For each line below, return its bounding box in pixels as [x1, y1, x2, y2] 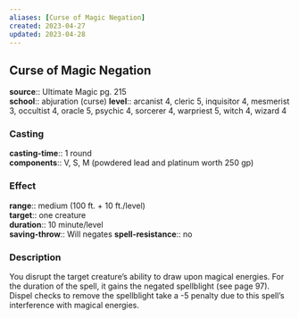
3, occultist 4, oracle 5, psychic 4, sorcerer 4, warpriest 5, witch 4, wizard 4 [9, 105, 287, 116]
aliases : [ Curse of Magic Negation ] [9, 13, 145, 22]
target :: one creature [9, 209, 87, 220]
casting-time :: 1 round [9, 148, 92, 159]
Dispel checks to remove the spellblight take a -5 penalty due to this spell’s [9, 290, 285, 301]
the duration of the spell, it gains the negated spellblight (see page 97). [9, 281, 270, 291]
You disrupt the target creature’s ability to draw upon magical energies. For [9, 272, 285, 282]
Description [9, 251, 62, 264]
